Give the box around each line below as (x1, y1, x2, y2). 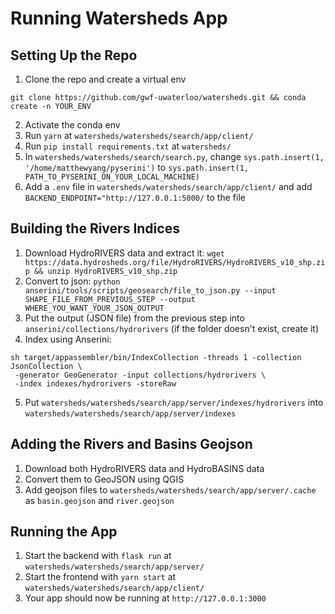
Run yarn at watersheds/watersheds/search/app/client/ (24, 130, 254, 141)
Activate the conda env (24, 119, 121, 131)
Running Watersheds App (10, 7, 228, 30)
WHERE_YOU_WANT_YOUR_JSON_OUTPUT (24, 303, 165, 313)
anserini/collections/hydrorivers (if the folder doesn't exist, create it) (24, 322, 320, 334)
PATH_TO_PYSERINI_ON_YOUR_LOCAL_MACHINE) (24, 172, 200, 182)
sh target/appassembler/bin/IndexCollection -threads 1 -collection (10, 352, 302, 362)
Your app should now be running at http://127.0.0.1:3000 (24, 592, 267, 604)
